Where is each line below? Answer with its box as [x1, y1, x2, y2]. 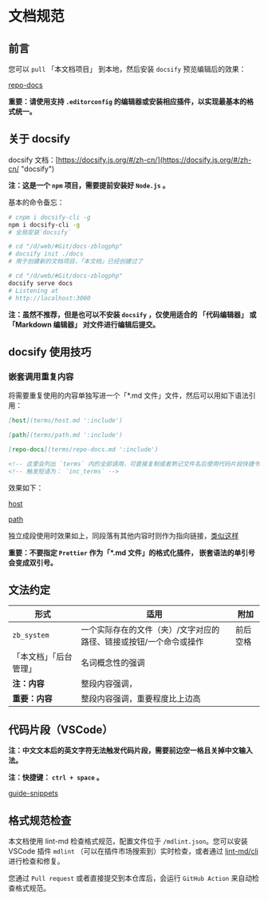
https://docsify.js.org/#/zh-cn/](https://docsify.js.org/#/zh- [57, 155, 252, 165]
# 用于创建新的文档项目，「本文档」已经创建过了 [8, 257, 144, 266]
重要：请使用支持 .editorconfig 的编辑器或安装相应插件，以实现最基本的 [8, 97, 247, 106]
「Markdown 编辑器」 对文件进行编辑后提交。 [8, 319, 160, 329]
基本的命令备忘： [8, 197, 65, 207]
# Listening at [8, 287, 59, 295]
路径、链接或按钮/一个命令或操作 [81, 636, 204, 648]
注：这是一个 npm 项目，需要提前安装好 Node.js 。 [8, 180, 170, 190]
